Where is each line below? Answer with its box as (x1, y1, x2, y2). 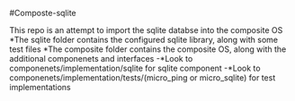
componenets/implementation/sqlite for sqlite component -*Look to (9, 63, 261, 73)
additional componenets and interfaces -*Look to (9, 54, 193, 63)
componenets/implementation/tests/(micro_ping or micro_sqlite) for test (9, 72, 276, 83)
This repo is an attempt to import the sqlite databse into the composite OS (9, 25, 283, 35)
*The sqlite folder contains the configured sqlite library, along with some (9, 35, 279, 45)
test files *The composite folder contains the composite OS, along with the (9, 44, 287, 55)
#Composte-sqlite (9, 8, 76, 18)
